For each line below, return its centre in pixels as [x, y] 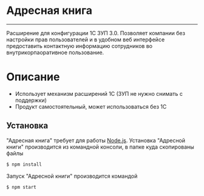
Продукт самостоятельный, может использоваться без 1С [91, 106]
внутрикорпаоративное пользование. [55, 52]
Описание [33, 77]
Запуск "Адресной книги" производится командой [72, 176]
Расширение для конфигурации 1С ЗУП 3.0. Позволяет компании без [96, 33]
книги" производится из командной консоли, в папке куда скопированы [100, 147]
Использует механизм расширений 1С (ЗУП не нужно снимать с [99, 93]
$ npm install [24, 164]
